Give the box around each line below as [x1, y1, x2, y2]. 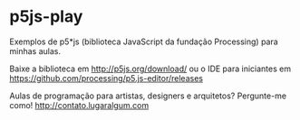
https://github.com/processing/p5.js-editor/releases [9, 72, 204, 83]
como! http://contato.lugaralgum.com [9, 99, 150, 110]
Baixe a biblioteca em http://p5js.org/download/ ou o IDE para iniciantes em [9, 63, 292, 74]
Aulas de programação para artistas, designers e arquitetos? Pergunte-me [9, 90, 287, 101]
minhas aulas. [9, 45, 62, 56]
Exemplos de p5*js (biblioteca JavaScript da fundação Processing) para [9, 36, 278, 47]
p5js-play [9, 6, 83, 27]
